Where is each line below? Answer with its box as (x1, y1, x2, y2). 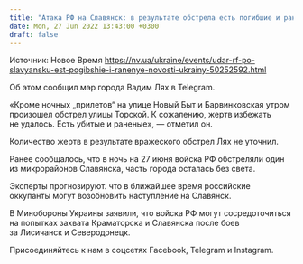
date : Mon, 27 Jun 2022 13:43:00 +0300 (9, 22, 160, 31)
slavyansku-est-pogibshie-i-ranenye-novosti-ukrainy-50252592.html (9, 64, 267, 75)
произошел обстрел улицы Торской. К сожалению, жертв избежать (9, 109, 272, 120)
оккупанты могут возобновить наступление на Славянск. (9, 191, 232, 202)
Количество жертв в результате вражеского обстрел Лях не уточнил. (9, 137, 280, 147)
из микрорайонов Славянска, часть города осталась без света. (9, 164, 256, 174)
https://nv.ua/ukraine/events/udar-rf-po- (104, 55, 255, 66)
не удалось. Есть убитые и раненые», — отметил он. (9, 118, 214, 129)
